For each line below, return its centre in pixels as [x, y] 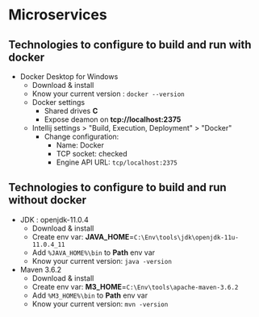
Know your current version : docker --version [108, 94]
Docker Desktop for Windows [69, 77]
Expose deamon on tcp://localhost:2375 [113, 119]
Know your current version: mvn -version [100, 303]
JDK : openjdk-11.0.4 [54, 219]
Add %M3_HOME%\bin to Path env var [90, 295]
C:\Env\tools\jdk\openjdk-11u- [186, 237]
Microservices [58, 15]
